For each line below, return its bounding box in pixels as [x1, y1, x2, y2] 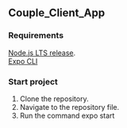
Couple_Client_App [8, 6, 106, 20]
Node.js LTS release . [8, 47, 76, 58]
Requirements [8, 30, 64, 41]
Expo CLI [8, 56, 38, 66]
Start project [8, 76, 58, 87]
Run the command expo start [19, 111, 115, 120]
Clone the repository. [19, 94, 89, 104]
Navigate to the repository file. [19, 102, 120, 111]
